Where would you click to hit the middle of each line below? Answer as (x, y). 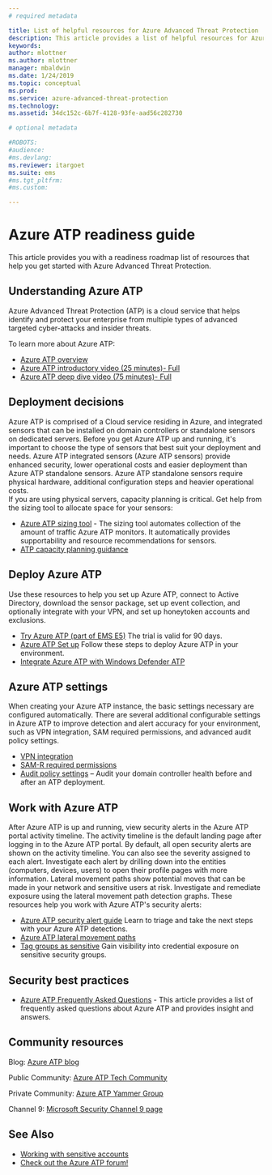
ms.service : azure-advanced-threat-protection (88, 98)
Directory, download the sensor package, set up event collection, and (124, 602)
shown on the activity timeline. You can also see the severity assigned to (130, 853)
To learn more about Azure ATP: (62, 343)
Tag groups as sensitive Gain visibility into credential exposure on (129, 946)
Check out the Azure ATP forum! (74, 1162)
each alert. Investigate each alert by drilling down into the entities (117, 862)
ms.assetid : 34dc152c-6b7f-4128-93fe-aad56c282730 (96, 113)
